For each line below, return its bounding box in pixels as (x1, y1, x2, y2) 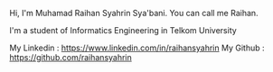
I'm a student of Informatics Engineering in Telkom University (9, 25, 237, 35)
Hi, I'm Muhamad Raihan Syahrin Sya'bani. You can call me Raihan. (9, 8, 259, 18)
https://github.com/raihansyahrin (9, 52, 133, 62)
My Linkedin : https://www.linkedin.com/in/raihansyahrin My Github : (9, 42, 265, 53)
